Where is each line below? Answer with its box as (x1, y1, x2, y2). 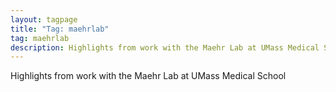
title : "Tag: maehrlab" (10, 24, 110, 34)
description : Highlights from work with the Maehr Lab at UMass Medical (10, 42, 320, 53)
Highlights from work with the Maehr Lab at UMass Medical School (10, 70, 287, 82)
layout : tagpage (10, 14, 78, 25)
